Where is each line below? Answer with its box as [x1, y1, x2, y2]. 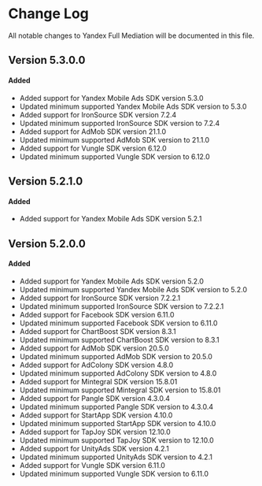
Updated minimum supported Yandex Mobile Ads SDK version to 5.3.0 [19, 102, 247, 111]
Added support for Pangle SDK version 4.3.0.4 [19, 393, 171, 403]
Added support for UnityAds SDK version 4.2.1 [19, 443, 169, 453]
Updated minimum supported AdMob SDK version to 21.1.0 [19, 135, 210, 144]
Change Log [8, 5, 89, 23]
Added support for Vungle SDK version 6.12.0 [19, 143, 167, 153]
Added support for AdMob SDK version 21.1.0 [19, 127, 167, 136]
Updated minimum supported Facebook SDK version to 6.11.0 [19, 318, 218, 328]
